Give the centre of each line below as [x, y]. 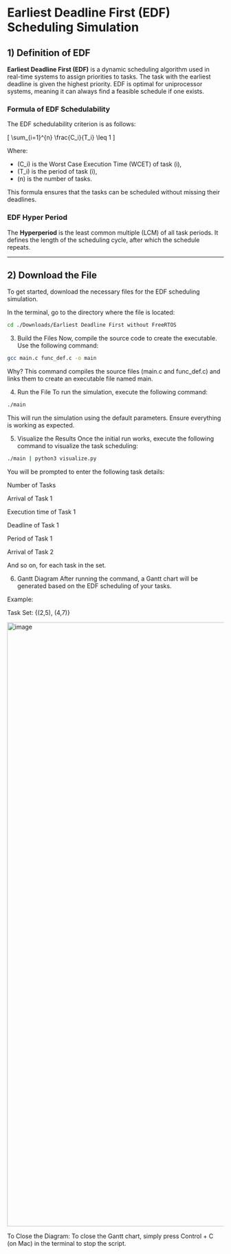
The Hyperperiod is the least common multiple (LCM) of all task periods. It [113, 232]
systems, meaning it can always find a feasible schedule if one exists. [106, 91]
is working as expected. [41, 425]
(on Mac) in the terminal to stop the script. [67, 1243]
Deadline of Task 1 [33, 525]
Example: [20, 599]
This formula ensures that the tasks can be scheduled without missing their [113, 192]
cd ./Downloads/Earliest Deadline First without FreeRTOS [92, 325]
